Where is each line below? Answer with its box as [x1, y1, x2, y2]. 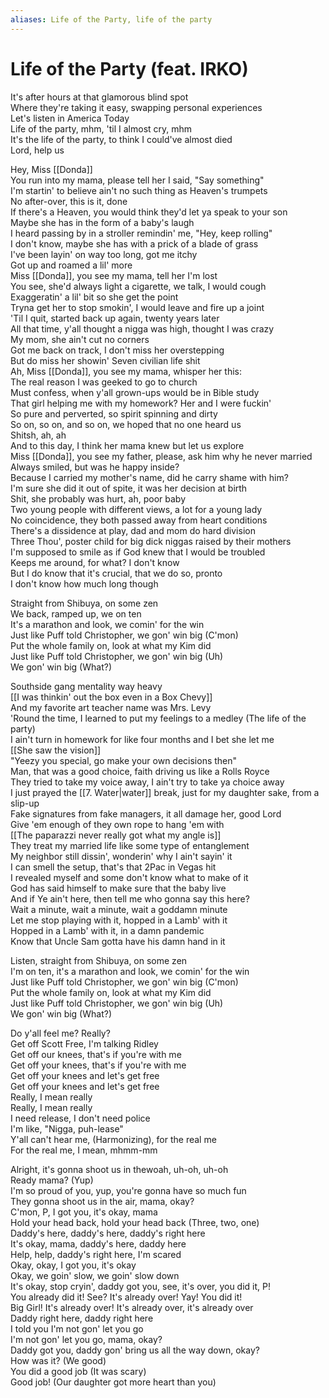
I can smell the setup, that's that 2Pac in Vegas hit [10, 861, 217, 873]
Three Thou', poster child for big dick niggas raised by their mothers [10, 535, 292, 547]
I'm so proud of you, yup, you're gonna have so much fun [10, 1184, 247, 1196]
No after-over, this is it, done [10, 195, 128, 207]
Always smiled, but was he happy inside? [10, 461, 180, 473]
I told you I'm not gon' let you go [10, 1322, 144, 1335]
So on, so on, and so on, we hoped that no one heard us [10, 418, 242, 430]
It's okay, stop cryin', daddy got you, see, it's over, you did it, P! [10, 1280, 272, 1292]
